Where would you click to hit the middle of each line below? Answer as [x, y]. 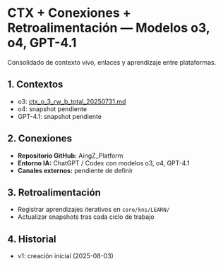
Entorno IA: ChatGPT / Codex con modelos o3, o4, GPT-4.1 [103, 163]
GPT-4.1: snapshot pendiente [60, 116]
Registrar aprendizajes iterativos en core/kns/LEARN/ [94, 210]
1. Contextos [35, 85]
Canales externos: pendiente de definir [75, 170]
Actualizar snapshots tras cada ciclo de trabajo [86, 217]
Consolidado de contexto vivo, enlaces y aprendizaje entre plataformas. [112, 62]
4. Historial [32, 239]
